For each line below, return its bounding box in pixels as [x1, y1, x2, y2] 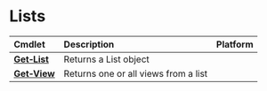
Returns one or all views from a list [63, 67, 208, 80]
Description [63, 38, 115, 50]
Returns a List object [63, 53, 150, 65]
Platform [216, 38, 254, 50]
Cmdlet [13, 38, 46, 50]
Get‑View [13, 67, 55, 80]
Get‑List [13, 53, 49, 65]
